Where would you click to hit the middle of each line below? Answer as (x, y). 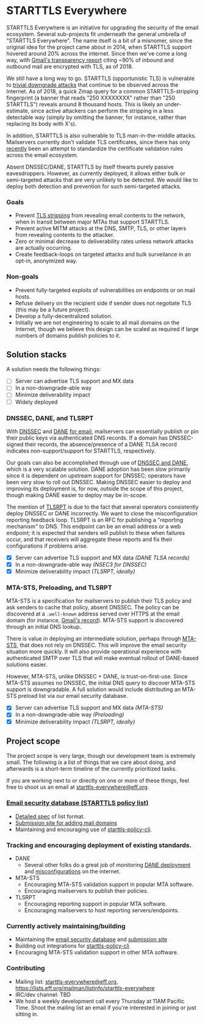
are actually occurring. (43, 248)
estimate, (18, 111)
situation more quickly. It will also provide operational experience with (94, 652)
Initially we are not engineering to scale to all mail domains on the (97, 322)
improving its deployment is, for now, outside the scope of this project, (95, 488)
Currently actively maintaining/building (66, 926)
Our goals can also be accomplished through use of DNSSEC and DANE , (97, 462)
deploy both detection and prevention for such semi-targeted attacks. (94, 186)
